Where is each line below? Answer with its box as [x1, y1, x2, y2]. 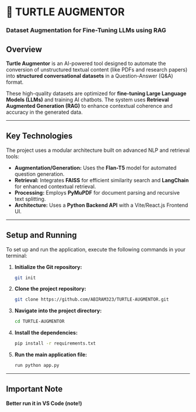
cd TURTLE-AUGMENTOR [14, 319, 65, 325]
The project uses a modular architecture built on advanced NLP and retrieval [6, 147, 190, 154]
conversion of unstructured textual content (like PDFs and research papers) [6, 66, 188, 73]
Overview [6, 44, 43, 55]
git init [14, 275, 36, 281]
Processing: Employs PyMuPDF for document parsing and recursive [14, 189, 180, 196]
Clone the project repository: [14, 285, 86, 292]
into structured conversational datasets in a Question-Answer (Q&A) [6, 72, 173, 79]
